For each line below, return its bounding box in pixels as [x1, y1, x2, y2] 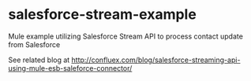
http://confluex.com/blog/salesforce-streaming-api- [71, 55, 241, 64]
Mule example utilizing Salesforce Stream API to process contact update [8, 31, 243, 41]
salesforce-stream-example [8, 6, 197, 24]
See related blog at [8, 55, 70, 64]
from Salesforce [8, 39, 61, 49]
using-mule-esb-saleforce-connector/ [8, 63, 133, 72]
